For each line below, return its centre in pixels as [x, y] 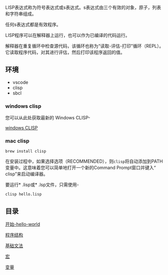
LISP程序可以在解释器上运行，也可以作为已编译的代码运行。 [68, 35]
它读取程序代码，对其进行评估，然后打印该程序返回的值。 [65, 52]
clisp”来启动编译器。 [27, 174]
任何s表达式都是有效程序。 [33, 25]
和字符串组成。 [21, 14]
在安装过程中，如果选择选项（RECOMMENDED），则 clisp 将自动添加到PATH [84, 161]
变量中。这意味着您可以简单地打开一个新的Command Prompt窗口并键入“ [80, 168]
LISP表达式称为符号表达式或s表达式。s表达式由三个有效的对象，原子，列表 [83, 7]
